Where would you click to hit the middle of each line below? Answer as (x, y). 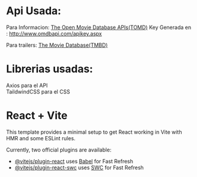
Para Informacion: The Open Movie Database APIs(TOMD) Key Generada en (98, 27)
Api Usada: (34, 11)
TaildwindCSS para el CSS (38, 91)
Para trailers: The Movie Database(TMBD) (57, 45)
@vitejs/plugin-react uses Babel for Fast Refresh (74, 161)
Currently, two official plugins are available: (59, 150)
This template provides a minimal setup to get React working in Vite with (94, 132)
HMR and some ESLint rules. (41, 138)
